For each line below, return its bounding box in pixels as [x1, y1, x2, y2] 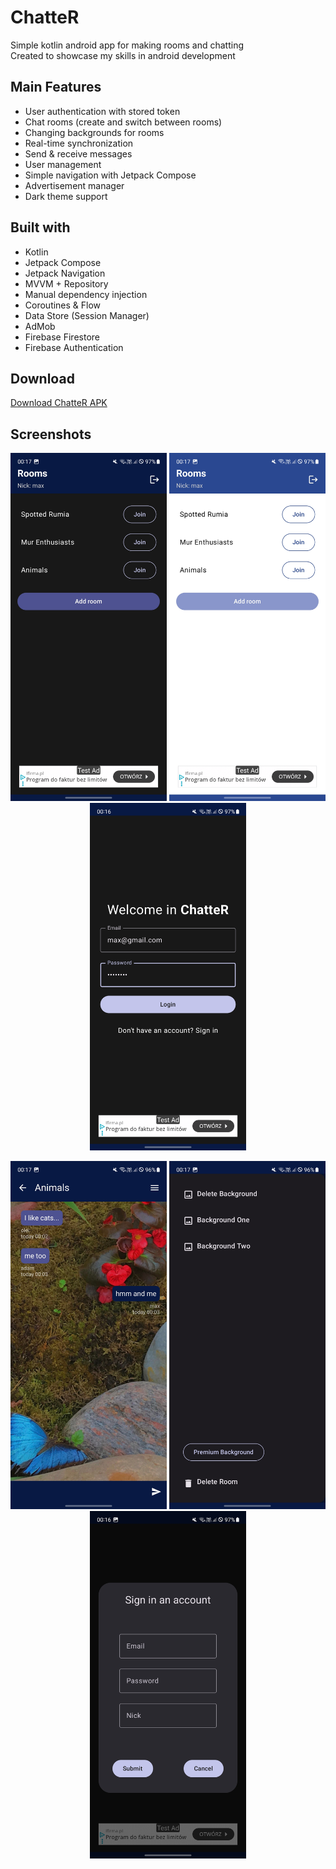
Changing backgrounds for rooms [24, 126, 165, 138]
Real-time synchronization [24, 137, 134, 149]
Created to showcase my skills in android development [10, 49, 236, 61]
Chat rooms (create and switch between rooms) [24, 116, 223, 128]
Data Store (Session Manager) [24, 309, 150, 321]
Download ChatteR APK [10, 397, 108, 409]
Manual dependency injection [24, 288, 148, 300]
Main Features [10, 79, 102, 96]
